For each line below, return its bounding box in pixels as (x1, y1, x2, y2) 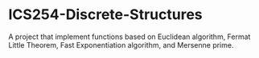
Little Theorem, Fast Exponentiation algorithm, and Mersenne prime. (8, 40, 234, 49)
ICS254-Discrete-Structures (8, 6, 203, 24)
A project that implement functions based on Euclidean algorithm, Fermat (8, 32, 251, 41)
